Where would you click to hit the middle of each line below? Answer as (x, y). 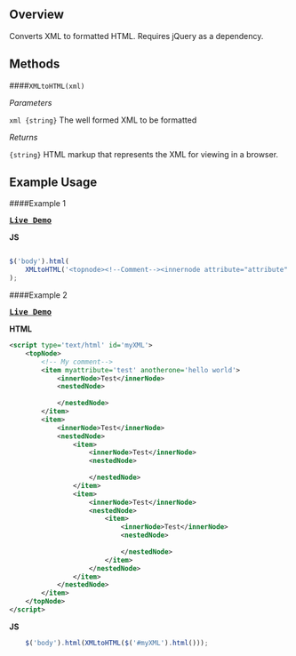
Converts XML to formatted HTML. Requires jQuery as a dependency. (136, 36)
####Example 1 (38, 204)
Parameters (31, 102)
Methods (35, 64)
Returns (24, 137)
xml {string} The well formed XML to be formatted (103, 120)
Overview (37, 15)
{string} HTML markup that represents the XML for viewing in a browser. (144, 154)
